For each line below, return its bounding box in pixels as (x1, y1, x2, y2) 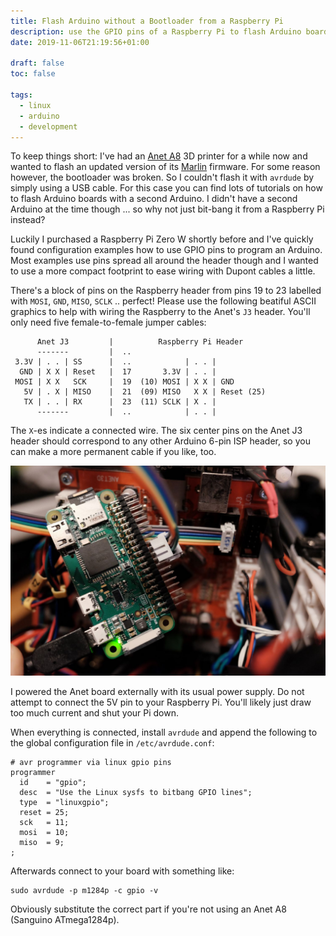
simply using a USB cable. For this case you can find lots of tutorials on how (10, 182, 323, 194)
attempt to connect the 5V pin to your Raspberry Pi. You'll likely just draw (10, 696, 312, 709)
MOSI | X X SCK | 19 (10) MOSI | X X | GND (14, 377, 235, 387)
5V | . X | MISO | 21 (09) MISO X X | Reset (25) (23, 387, 267, 397)
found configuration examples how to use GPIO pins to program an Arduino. (10, 244, 323, 256)
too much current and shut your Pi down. (10, 707, 180, 719)
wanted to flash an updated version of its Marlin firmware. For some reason (10, 161, 321, 173)
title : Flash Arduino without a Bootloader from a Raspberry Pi (10, 16, 284, 26)
